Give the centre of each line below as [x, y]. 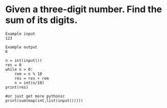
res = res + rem [32, 78]
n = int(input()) [24, 60]
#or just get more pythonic [35, 96]
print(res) [17, 87]
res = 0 [14, 65]
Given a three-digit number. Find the [84, 9]
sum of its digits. [41, 20]
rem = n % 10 [28, 74]
